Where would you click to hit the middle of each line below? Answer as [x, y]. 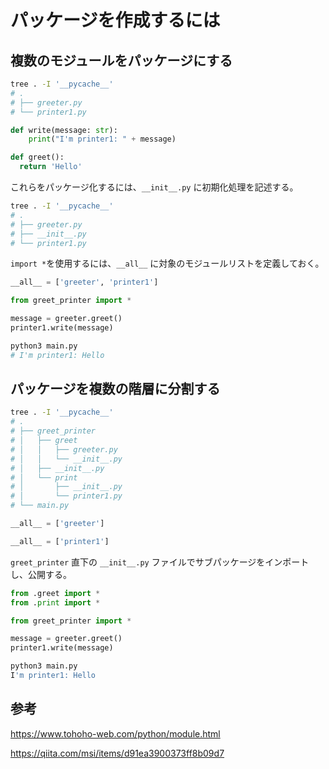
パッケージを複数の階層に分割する [115, 389]
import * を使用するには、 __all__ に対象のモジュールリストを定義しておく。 [167, 263]
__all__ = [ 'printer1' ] [60, 541]
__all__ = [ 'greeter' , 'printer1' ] [84, 282]
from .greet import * [55, 593]
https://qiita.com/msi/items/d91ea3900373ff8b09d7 [117, 753]
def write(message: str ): [64, 130]
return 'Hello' [51, 167]
